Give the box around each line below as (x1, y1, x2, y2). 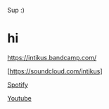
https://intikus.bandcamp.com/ (7, 53, 97, 61)
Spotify (7, 80, 28, 89)
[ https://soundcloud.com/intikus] (7, 66, 103, 75)
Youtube (7, 94, 32, 102)
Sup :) (7, 6, 25, 14)
